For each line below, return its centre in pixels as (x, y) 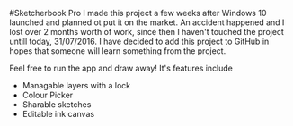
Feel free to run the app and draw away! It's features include (121, 68)
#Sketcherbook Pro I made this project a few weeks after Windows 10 (138, 13)
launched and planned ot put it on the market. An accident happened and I (147, 22)
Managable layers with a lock (76, 85)
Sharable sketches (57, 105)
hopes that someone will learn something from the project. (118, 51)
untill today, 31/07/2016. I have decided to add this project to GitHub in (139, 41)
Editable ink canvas (58, 114)
